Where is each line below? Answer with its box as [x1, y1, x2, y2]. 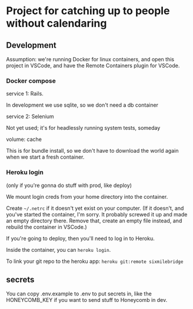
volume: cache [6, 136, 42, 143]
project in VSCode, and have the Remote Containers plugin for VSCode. [6, 62, 180, 69]
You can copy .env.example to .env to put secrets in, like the [6, 290, 152, 297]
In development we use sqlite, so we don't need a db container [6, 101, 159, 109]
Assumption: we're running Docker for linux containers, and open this [6, 56, 175, 63]
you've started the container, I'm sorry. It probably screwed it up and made [6, 211, 188, 218]
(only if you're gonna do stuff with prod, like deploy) [6, 182, 132, 189]
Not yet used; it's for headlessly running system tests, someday [6, 124, 161, 132]
